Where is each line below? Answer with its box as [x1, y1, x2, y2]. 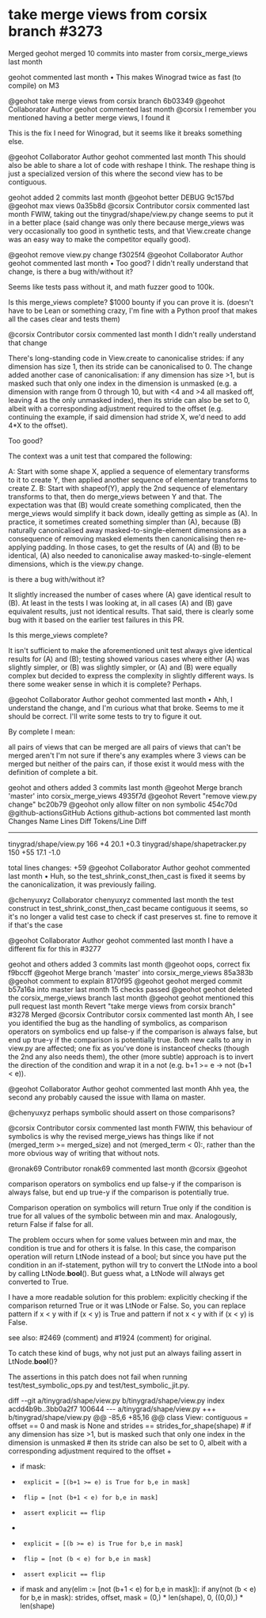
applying [8, 542, 37, 552]
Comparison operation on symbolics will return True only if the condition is [8, 1202, 252, 1212]
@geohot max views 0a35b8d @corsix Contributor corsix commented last [8, 200, 250, 211]
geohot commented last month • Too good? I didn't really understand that [8, 258, 249, 268]
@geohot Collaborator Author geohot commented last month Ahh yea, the [8, 1084, 249, 1093]
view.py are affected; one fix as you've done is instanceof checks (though [8, 1043, 249, 1053]
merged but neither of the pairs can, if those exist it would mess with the [8, 758, 245, 769]
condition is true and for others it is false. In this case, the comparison [8, 1243, 236, 1252]
